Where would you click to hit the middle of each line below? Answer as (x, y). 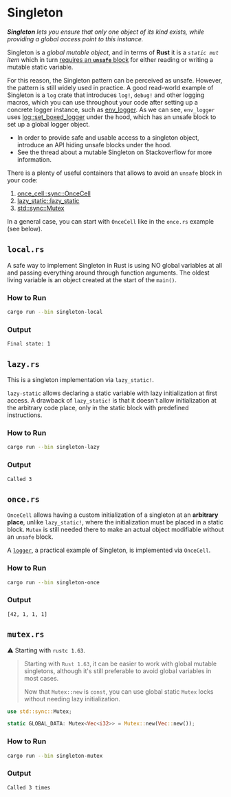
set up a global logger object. (49, 124)
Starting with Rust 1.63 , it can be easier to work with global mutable (120, 663)
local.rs (26, 249)
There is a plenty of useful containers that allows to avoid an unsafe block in (114, 173)
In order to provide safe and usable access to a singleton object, (108, 137)
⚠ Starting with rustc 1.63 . (46, 650)
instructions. (25, 415)
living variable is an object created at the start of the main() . (92, 279)
